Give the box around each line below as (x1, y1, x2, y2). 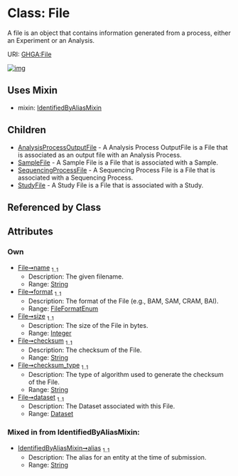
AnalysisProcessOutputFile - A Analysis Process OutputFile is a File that (17, 143, 229, 151)
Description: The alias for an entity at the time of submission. (28, 452, 207, 461)
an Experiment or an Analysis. (7, 36, 94, 44)
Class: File (7, 5, 70, 21)
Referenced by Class (7, 201, 102, 213)
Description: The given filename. (28, 272, 124, 281)
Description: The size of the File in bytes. (28, 321, 148, 330)
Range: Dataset (28, 410, 73, 418)
